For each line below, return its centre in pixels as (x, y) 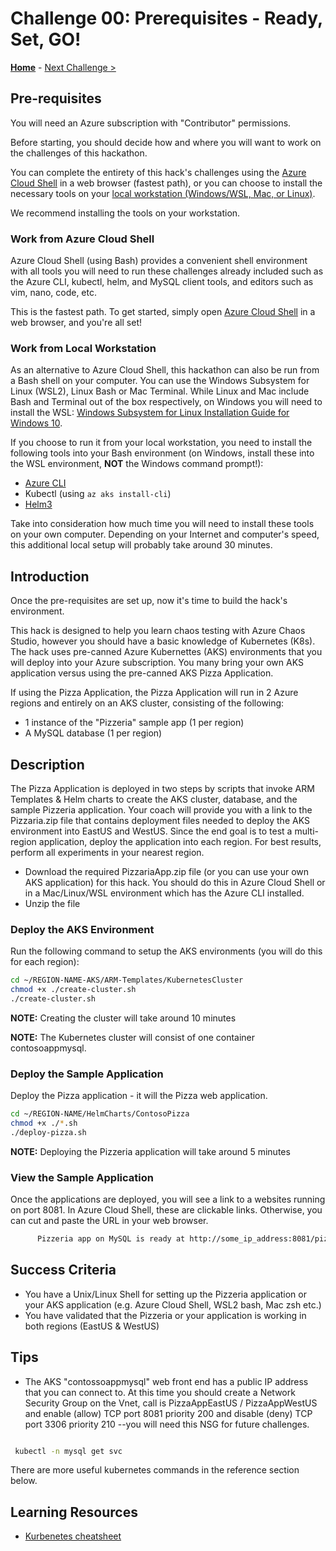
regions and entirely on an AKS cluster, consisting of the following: (147, 703)
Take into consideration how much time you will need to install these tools (162, 524)
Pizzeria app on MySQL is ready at (111, 1239)
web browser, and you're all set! (76, 323)
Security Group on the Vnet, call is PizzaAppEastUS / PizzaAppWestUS (171, 1403)
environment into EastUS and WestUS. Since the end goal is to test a (151, 831)
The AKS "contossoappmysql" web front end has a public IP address (166, 1381)
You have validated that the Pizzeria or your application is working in (165, 1315)
